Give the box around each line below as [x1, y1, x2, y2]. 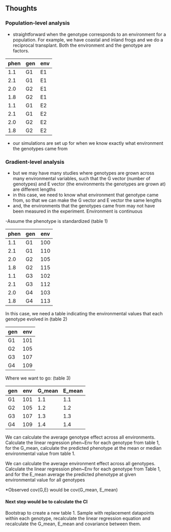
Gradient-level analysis [5, 158, 65, 165]
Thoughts [5, 4, 37, 13]
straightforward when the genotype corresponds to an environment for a [12, 31, 166, 37]
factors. [12, 47, 30, 53]
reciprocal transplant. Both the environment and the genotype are [12, 42, 151, 48]
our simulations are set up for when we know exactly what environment [12, 140, 164, 146]
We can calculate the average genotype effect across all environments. [5, 434, 156, 440]
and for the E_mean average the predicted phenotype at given [5, 471, 137, 477]
